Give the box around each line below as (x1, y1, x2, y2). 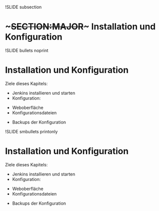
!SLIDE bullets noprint (5, 47, 49, 53)
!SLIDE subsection (5, 4, 42, 10)
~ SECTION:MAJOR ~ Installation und (5, 21, 156, 32)
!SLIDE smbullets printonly (5, 128, 58, 134)
